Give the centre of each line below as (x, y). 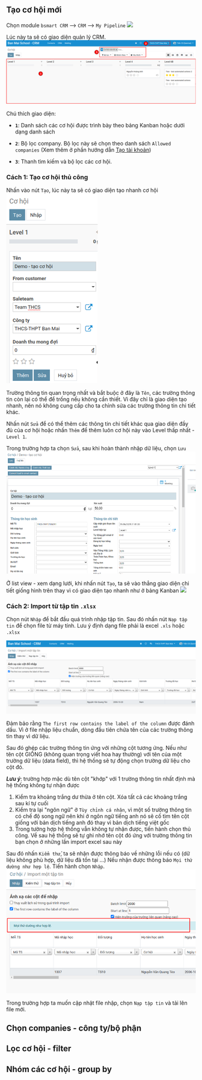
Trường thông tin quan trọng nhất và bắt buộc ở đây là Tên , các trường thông (101, 393)
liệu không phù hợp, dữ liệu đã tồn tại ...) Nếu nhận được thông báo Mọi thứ (99, 860)
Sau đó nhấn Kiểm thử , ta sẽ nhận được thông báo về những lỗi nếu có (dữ (98, 853)
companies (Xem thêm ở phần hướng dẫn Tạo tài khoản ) (83, 150)
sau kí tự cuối (32, 803)
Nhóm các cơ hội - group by (59, 1069)
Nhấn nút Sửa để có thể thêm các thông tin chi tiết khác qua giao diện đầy (97, 424)
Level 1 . (17, 436)
